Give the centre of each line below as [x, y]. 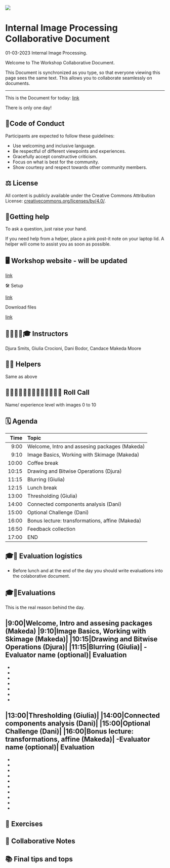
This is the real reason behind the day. [45, 607]
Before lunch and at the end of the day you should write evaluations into [88, 571]
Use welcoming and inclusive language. [54, 146]
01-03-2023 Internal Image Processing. [46, 53]
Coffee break [43, 463]
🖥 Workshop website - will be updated [66, 261]
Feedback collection [51, 529]
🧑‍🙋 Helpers [23, 364]
